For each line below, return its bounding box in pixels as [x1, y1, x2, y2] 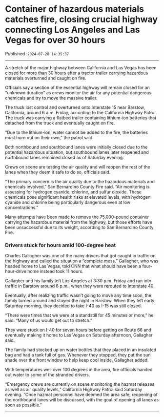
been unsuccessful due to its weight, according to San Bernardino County [5, 224, 154, 230]
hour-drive [5, 269, 27, 274]
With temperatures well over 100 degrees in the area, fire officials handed [5, 367, 153, 373]
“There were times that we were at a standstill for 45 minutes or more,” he [5, 313, 154, 318]
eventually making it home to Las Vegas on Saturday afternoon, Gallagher [5, 332, 153, 338]
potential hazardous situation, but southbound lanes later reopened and [5, 149, 149, 155]
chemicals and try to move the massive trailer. [5, 95, 98, 101]
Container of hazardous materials [5, 3, 144, 15]
